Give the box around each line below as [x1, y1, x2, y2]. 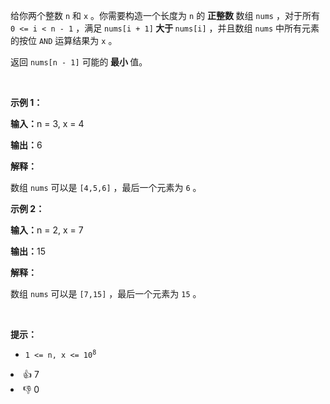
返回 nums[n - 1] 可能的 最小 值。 [10, 56, 148, 68]
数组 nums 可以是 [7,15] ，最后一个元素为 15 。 [10, 288, 202, 299]
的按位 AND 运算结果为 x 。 [10, 35, 118, 46]
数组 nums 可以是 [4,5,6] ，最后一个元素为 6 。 [10, 182, 202, 193]
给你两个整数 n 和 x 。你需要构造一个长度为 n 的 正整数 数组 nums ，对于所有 [10, 10, 320, 21]
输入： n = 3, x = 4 [10, 118, 85, 129]
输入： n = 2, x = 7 [10, 224, 84, 236]
